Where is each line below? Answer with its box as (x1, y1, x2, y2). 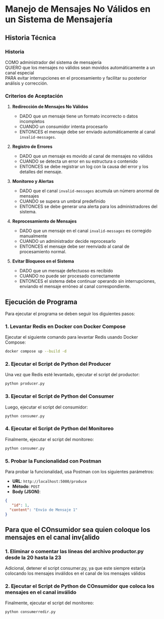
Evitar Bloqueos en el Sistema (12, 258, 74, 264)
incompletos (19, 118, 45, 124)
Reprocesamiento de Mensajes (12, 218, 77, 224)
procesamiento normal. (19, 249, 67, 255)
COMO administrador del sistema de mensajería (5, 59, 102, 65)
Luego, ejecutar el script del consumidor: (5, 404, 88, 410)
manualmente (19, 233, 47, 239)
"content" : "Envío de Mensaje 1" (9, 507, 78, 512)
